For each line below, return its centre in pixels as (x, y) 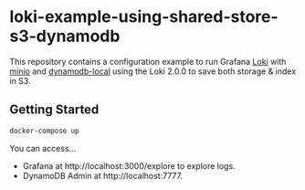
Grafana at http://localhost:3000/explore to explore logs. (129, 165)
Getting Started (54, 110)
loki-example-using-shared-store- (144, 17)
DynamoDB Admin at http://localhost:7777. (103, 175)
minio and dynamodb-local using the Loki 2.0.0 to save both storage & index (153, 71)
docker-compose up (44, 131)
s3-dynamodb (65, 36)
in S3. (20, 80)
